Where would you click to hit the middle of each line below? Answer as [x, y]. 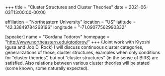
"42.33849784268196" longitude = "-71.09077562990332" [66, 27]
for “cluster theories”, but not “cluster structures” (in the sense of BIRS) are [82, 58]
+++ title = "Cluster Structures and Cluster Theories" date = [66, 7]
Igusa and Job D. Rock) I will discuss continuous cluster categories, [74, 47]
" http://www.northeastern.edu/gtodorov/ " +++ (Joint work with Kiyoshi [78, 42]
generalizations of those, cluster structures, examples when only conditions [83, 52]
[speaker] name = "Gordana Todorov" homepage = [58, 37]
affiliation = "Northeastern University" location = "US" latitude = [71, 22]
